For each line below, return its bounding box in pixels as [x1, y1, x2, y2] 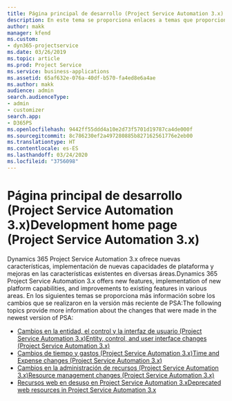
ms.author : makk [7, 81, 54, 88]
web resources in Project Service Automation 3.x [17, 385, 157, 394]
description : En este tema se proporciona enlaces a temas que [7, 17, 193, 24]
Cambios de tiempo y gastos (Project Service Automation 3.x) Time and [17, 348, 220, 357]
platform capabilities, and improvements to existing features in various [7, 284, 207, 292]
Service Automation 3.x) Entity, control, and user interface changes [17, 334, 207, 342]
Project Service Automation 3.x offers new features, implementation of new [7, 277, 222, 285]
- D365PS [7, 119, 32, 127]
